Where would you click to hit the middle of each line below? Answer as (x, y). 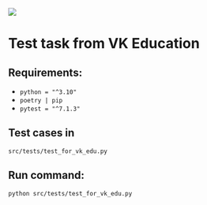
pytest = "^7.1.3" (50, 109)
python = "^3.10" (48, 92)
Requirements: (45, 72)
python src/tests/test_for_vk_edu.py (70, 193)
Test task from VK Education (104, 44)
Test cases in (41, 133)
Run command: (46, 175)
